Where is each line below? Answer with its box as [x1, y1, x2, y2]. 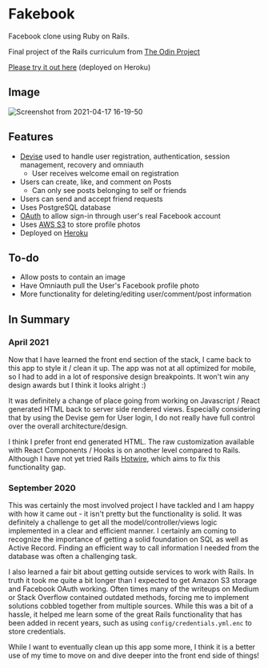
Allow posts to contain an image [19, 272, 126, 282]
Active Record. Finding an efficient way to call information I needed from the [8, 543, 260, 553]
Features [8, 130, 54, 144]
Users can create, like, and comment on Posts [19, 177, 172, 187]
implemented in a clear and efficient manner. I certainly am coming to [8, 526, 237, 536]
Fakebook [8, 5, 75, 23]
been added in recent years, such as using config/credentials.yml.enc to [8, 618, 252, 628]
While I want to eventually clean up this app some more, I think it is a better [8, 642, 256, 652]
